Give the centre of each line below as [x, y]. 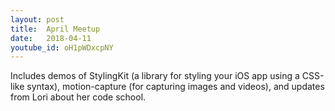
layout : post [37, 19]
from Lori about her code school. [78, 97]
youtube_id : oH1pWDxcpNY [62, 47]
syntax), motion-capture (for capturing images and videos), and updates [175, 87]
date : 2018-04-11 [51, 38]
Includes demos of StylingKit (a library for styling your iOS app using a [155, 76]
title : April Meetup [55, 29]
